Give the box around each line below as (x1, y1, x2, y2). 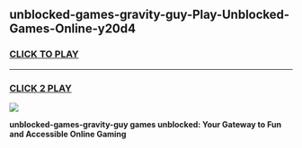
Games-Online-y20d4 (9, 22, 137, 37)
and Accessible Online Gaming (9, 128, 127, 139)
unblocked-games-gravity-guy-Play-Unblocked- (9, 7, 290, 22)
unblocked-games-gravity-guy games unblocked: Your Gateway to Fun (9, 118, 281, 129)
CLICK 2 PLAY (9, 82, 72, 94)
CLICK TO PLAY (9, 48, 79, 61)
